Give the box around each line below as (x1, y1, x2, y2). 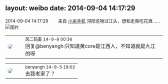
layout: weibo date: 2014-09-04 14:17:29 (5, 4, 135, 12)
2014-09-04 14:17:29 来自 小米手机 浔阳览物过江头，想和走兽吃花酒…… (5, 17, 160, 24)
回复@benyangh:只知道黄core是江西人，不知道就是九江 (25, 42, 156, 49)
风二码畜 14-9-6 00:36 (25, 36, 72, 42)
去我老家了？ (25, 70, 56, 77)
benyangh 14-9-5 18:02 (25, 64, 75, 69)
